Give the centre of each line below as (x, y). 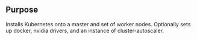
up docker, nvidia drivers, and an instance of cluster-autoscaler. (85, 30)
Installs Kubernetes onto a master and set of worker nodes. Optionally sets (98, 24)
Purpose (22, 10)
